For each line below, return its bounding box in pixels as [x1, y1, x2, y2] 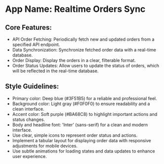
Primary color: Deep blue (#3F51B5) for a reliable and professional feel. [12, 95, 157, 101]
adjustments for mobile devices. [12, 143, 78, 149]
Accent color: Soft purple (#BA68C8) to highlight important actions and [12, 111, 158, 117]
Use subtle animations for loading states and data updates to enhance [12, 148, 155, 154]
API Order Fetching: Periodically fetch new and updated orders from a [12, 36, 155, 42]
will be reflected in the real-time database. [12, 68, 99, 74]
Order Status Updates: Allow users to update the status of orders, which [12, 63, 160, 68]
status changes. [12, 116, 45, 122]
